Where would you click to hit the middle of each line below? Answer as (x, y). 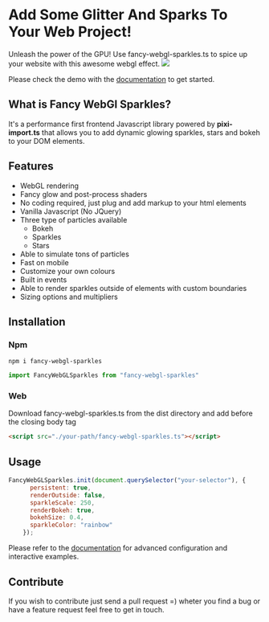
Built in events (43, 280)
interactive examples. (44, 557)
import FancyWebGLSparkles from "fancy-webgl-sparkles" (104, 375)
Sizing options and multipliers (69, 297)
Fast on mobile (45, 262)
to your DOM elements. (47, 141)
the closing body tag (42, 422)
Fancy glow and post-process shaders (84, 194)
